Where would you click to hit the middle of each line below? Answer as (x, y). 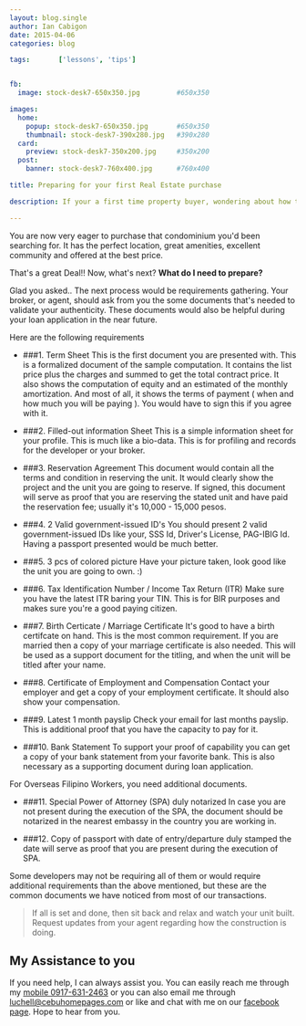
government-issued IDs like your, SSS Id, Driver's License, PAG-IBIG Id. (156, 534)
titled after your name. (64, 665)
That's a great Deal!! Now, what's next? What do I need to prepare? (136, 272)
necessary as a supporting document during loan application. (138, 766)
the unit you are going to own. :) (82, 571)
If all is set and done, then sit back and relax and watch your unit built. (163, 913)
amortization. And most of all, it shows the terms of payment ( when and (158, 393)
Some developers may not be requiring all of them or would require (135, 875)
